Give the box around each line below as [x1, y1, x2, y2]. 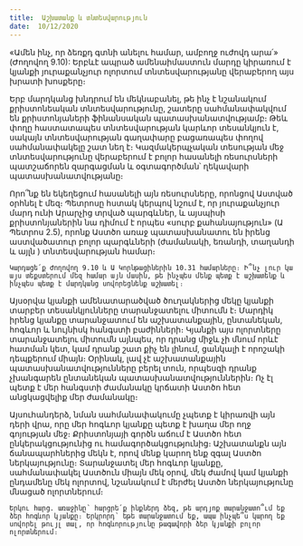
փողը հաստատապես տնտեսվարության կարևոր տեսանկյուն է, [9, 122, 279, 132]
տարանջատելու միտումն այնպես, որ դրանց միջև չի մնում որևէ [9, 333, 279, 345]
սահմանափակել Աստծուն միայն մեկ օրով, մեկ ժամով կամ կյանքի [9, 466, 289, 477]
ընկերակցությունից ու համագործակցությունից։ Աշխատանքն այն [9, 437, 287, 449]
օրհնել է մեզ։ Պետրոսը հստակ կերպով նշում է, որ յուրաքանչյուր [9, 197, 280, 209]
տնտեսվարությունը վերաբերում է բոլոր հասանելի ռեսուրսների [9, 151, 279, 161]
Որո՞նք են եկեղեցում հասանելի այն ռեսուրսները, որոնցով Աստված [9, 188, 294, 199]
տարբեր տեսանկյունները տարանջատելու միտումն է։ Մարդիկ [9, 305, 274, 316]
